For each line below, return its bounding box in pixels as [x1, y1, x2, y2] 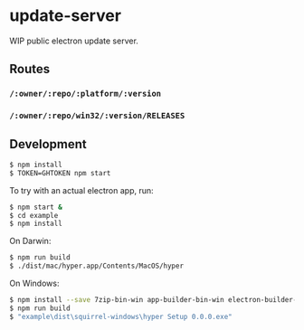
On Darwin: [9, 236, 52, 247]
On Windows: [9, 278, 60, 289]
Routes [9, 61, 51, 77]
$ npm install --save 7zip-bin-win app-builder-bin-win [9, 296, 224, 305]
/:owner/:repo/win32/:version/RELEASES [9, 110, 185, 121]
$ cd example [9, 211, 59, 220]
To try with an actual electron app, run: [9, 184, 154, 195]
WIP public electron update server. [9, 35, 138, 46]
